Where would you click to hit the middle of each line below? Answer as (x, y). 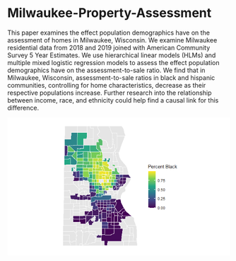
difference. (23, 108)
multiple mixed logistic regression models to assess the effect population (113, 62)
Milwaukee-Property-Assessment (110, 13)
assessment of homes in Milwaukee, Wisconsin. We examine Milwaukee (112, 40)
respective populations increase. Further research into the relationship (110, 93)
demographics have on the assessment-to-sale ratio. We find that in (106, 70)
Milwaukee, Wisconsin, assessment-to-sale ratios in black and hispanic (111, 77)
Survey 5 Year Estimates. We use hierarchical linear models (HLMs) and (112, 55)
